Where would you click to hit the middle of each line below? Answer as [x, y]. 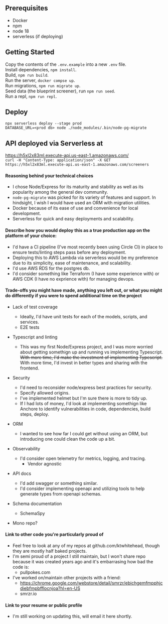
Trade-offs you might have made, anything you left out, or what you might [84, 290]
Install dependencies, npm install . [41, 69]
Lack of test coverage [35, 307]
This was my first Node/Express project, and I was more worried [86, 346]
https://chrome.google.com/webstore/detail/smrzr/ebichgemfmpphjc [91, 583]
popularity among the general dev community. [60, 192]
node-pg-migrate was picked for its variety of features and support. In [84, 197]
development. [27, 213]
